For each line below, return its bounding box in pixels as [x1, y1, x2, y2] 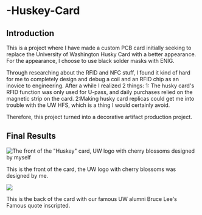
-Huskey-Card [6, 4, 80, 18]
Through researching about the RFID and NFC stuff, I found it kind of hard [6, 69, 190, 76]
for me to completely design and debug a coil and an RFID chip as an [6, 76, 179, 82]
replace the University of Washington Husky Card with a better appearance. [6, 51, 197, 58]
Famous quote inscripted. [6, 202, 71, 209]
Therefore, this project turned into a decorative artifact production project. [6, 114, 193, 120]
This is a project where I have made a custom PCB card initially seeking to [6, 44, 192, 51]
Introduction [6, 28, 55, 38]
